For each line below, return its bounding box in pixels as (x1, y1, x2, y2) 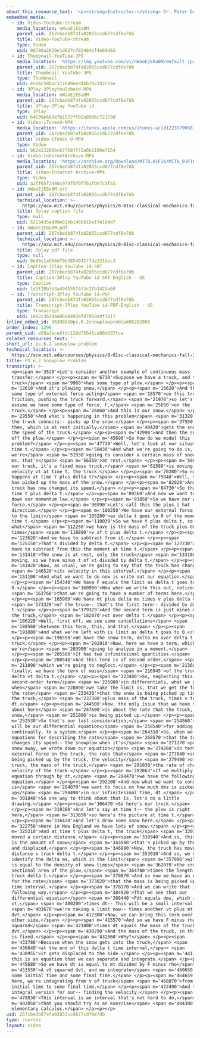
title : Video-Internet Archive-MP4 (17, 169, 105, 176)
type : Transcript (17, 308, 60, 314)
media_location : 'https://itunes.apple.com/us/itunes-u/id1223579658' (17, 125, 196, 131)
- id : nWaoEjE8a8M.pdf (11, 225, 68, 231)
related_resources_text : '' (6, 335, 76, 341)
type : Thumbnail (17, 75, 58, 81)
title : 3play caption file (17, 208, 84, 215)
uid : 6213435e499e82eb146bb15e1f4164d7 (17, 219, 116, 225)
